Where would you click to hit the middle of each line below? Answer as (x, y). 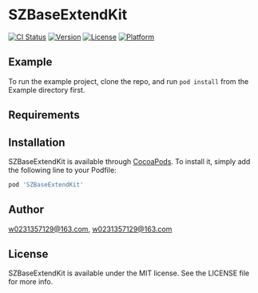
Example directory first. (47, 90)
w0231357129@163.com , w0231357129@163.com (90, 229)
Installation (37, 142)
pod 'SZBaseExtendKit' (46, 185)
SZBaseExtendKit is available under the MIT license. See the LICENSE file (129, 273)
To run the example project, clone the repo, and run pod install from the (129, 81)
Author (26, 210)
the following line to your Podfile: (63, 170)
